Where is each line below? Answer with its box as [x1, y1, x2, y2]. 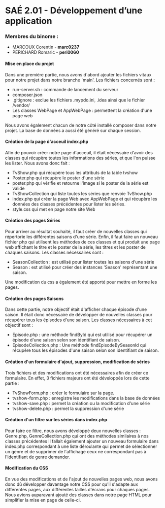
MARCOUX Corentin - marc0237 [12, 44, 80, 50]
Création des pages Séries [5, 217, 61, 224]
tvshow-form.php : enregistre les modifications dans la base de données [12, 395, 160, 401]
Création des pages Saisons [5, 296, 64, 302]
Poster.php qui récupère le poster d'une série [12, 175, 104, 181]
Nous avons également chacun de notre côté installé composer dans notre [5, 122, 157, 128]
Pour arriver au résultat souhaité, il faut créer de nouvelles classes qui [5, 229, 147, 235]
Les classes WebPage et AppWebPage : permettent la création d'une [12, 107, 153, 113]
